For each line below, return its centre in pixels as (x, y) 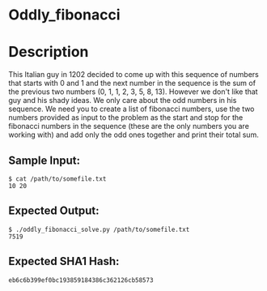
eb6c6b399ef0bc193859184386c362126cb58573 (81, 280)
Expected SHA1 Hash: (64, 261)
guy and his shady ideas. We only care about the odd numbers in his (123, 101)
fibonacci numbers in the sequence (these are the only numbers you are (129, 126)
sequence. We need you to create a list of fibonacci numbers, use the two (131, 109)
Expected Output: (54, 211)
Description (49, 52)
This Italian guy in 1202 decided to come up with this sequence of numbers (133, 75)
